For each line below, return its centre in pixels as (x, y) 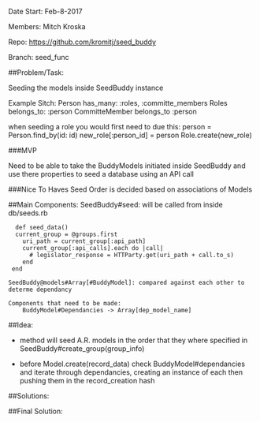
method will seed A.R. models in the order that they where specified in (134, 340)
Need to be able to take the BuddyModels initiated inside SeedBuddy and (127, 166)
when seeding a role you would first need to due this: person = (110, 127)
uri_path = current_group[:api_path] (84, 241)
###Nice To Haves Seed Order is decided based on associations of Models (130, 189)
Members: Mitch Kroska (47, 26)
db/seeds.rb (28, 213)
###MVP (22, 150)
